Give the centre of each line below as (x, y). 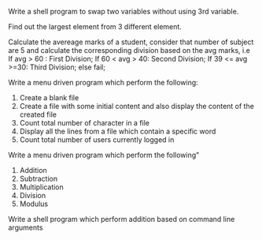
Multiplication (42, 187)
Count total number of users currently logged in (97, 140)
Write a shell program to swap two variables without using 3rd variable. (124, 11)
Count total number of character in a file (85, 123)
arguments (26, 227)
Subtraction (38, 178)
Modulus (34, 204)
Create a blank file (49, 97)
